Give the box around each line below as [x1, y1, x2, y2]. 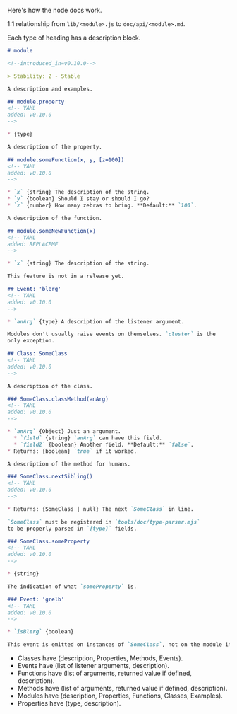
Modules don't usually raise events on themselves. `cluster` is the [7, 330, 217, 338]
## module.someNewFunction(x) [7, 227, 97, 234]
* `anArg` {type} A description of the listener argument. [7, 318, 185, 325]
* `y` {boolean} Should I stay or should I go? [7, 195, 150, 202]
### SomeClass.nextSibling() [7, 473, 93, 480]
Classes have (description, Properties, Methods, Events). [17, 654, 183, 662]
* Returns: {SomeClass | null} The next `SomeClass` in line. [7, 505, 194, 512]
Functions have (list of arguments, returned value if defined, [17, 669, 193, 677]
